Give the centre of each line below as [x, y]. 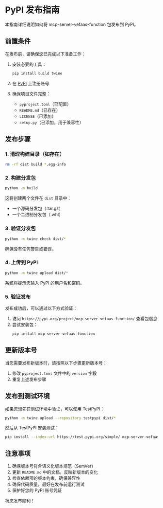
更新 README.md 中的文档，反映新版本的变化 [55, 472]
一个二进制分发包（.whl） [37, 215]
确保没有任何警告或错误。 [31, 249]
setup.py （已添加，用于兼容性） [51, 122]
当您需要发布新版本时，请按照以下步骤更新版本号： [56, 363]
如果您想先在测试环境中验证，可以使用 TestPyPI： [55, 409]
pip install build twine [37, 73]
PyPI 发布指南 [32, 10]
